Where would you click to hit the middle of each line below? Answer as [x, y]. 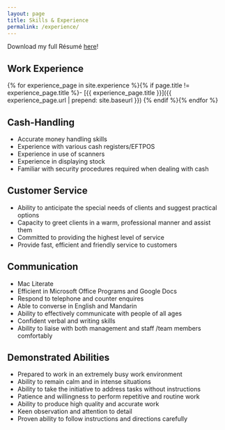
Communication [43, 267]
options [28, 215]
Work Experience [46, 68]
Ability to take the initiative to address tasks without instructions [109, 389]
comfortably [35, 336]
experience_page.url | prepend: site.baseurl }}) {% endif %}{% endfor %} [113, 100]
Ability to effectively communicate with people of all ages [100, 313]
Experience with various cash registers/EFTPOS [86, 146]
